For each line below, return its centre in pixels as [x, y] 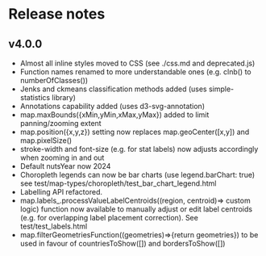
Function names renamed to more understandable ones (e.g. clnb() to [135, 72]
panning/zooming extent [61, 123]
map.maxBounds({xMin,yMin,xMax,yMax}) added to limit [114, 115]
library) [64, 97]
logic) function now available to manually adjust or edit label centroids [136, 209]
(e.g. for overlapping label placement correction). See [109, 218]
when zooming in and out [62, 157]
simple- [221, 89]
